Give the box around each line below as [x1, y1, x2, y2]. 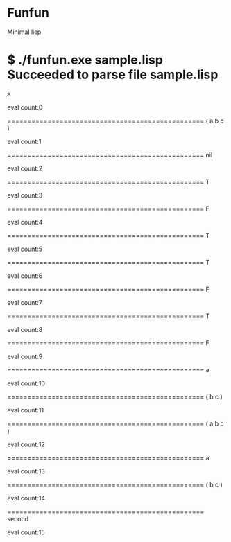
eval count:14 [7, 493, 46, 502]
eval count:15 [7, 528, 45, 536]
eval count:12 [7, 440, 45, 448]
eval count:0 [7, 103, 43, 112]
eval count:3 [7, 191, 43, 199]
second [7, 514, 29, 523]
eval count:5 [7, 245, 43, 253]
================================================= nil [7, 150, 213, 159]
